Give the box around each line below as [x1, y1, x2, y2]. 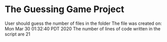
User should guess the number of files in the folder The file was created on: [5, 20, 162, 26]
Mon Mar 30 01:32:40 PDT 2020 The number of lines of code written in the [5, 25, 161, 31]
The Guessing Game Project [5, 4, 125, 15]
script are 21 [5, 31, 31, 37]
